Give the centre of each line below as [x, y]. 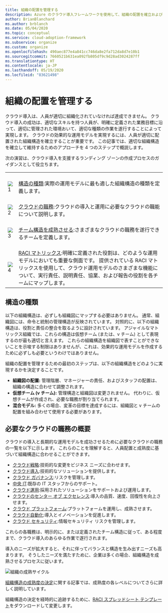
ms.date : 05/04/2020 [27, 29]
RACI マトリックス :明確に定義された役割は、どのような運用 [88, 253]
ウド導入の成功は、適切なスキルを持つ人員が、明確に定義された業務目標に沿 [84, 122]
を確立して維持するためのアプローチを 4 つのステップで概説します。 [75, 147]
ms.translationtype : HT [30, 61]
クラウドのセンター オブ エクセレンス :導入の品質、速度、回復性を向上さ [86, 496]
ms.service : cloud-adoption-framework [45, 38]
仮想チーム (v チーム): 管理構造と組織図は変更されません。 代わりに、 [84, 393]
